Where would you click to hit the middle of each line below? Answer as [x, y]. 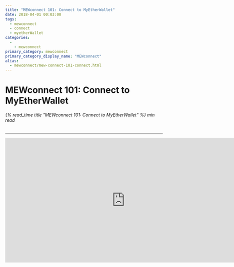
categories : [17, 38]
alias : [12, 61]
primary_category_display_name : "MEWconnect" [53, 56]
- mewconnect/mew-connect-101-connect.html [55, 65]
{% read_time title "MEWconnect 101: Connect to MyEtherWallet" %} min [80, 115]
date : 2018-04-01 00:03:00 [33, 14]
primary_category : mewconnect [37, 51]
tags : [11, 19]
